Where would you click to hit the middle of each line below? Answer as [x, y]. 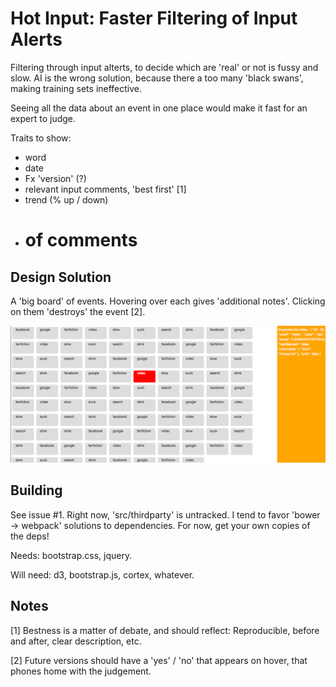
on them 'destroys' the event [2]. [78, 311]
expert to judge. [43, 118]
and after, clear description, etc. [76, 641]
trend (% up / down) [66, 199]
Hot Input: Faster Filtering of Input [154, 18]
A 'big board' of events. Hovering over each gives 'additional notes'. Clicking [168, 301]
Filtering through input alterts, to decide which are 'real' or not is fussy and [164, 67]
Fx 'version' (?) [55, 178]
